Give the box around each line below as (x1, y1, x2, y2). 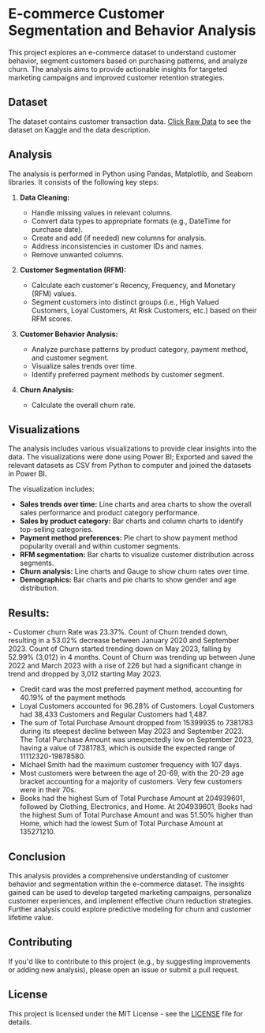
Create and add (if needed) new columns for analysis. (31, 233, 207, 242)
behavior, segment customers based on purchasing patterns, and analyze (8, 56, 248, 65)
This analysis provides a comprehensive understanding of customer (8, 871, 230, 880)
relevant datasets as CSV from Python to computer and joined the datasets (8, 461, 252, 470)
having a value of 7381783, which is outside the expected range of (19, 743, 236, 753)
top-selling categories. (19, 525, 94, 534)
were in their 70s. (19, 785, 77, 795)
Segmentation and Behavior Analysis (8, 21, 256, 39)
